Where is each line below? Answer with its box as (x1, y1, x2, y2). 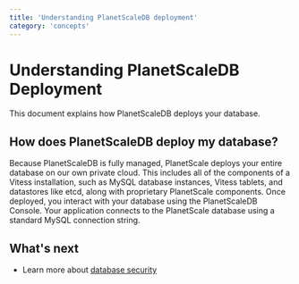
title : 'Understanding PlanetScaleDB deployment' (9, 13, 199, 22)
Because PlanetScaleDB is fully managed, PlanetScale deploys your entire (9, 158, 283, 169)
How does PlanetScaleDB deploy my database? (9, 134, 279, 149)
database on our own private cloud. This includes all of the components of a (9, 167, 291, 179)
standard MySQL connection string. (9, 215, 141, 226)
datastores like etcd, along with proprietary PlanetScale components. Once (9, 187, 286, 197)
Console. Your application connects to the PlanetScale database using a (9, 205, 275, 216)
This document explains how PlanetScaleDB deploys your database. (9, 108, 261, 119)
